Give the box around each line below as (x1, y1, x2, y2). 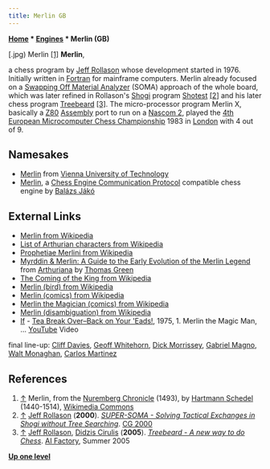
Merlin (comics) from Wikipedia (19, 291, 125, 300)
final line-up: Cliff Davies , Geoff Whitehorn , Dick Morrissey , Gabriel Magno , (8, 341, 257, 350)
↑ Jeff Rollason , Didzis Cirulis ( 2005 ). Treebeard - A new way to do (19, 427, 245, 438)
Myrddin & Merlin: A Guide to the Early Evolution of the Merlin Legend (19, 256, 251, 266)
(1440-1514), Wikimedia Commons (19, 402, 134, 412)
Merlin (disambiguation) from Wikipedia (19, 308, 151, 317)
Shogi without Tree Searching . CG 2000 (19, 419, 153, 429)
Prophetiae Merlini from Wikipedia (19, 248, 133, 258)
